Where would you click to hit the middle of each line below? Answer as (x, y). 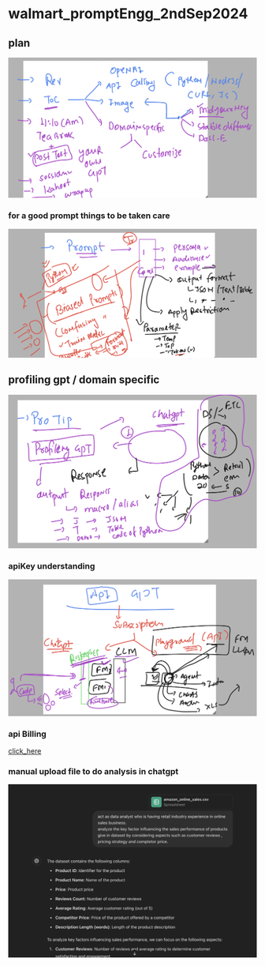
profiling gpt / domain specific (84, 380)
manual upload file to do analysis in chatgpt (93, 771)
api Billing (28, 734)
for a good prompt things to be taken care (90, 216)
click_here (25, 750)
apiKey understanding (52, 566)
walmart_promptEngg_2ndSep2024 (128, 14)
